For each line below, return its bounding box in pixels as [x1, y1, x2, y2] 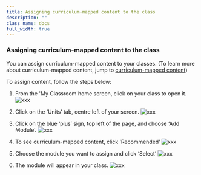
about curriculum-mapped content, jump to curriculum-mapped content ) [6, 66, 188, 74]
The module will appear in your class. [15, 162, 109, 169]
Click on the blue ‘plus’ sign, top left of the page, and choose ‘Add [15, 120, 180, 127]
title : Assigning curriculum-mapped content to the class [6, 9, 156, 15]
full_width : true [6, 26, 50, 32]
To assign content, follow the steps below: [6, 78, 112, 85]
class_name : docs [6, 20, 50, 26]
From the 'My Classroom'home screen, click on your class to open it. [15, 89, 187, 97]
